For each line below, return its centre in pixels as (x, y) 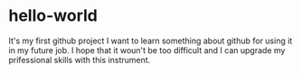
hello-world (53, 16)
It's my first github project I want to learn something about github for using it (151, 41)
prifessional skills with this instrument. (80, 60)
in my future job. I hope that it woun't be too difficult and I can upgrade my (147, 50)
